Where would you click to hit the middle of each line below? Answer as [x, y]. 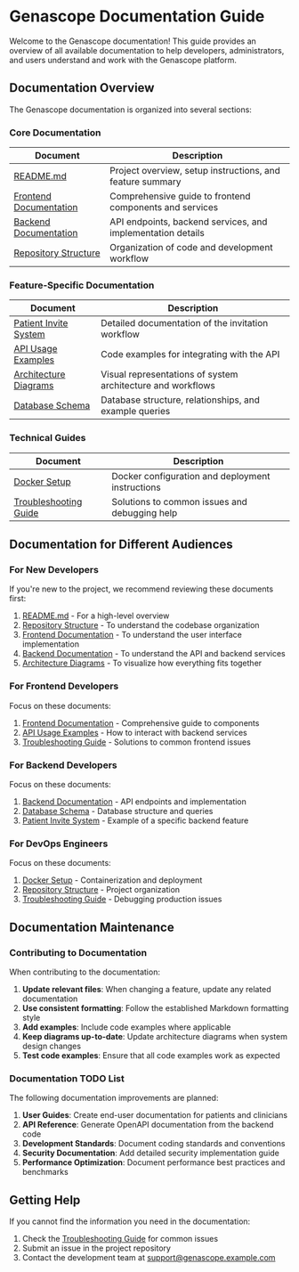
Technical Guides [48, 438]
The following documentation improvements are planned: [114, 1098]
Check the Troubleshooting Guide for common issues [120, 1239]
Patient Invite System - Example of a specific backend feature [135, 820]
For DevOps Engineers [59, 844]
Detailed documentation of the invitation [185, 323]
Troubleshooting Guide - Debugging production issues [122, 899]
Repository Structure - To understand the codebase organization [141, 625]
